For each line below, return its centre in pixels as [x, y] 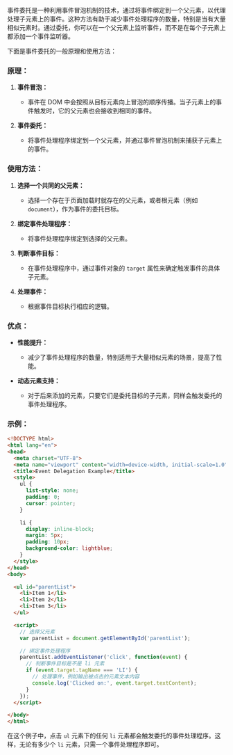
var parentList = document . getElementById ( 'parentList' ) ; [105, 638]
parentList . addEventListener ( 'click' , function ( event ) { [104, 657]
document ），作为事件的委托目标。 [75, 209]
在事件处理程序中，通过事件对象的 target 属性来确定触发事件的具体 [124, 268]
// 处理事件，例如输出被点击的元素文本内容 [86, 677]
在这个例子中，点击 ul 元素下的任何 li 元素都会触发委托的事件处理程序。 [111, 736]
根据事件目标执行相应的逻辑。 [70, 306]
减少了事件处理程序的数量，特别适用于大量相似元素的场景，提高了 [122, 357]
